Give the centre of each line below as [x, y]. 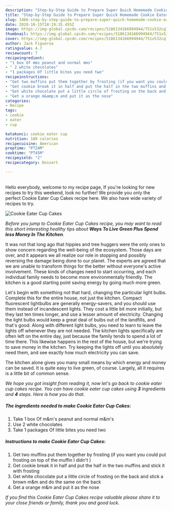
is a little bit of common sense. [38, 373]
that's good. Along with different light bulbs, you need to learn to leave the [84, 325]
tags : [11, 110]
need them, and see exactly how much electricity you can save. [72, 352]
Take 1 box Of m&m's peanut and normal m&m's [63, 419]
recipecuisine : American [32, 144]
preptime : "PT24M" [25, 148]
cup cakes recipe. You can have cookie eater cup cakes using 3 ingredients [85, 389]
